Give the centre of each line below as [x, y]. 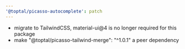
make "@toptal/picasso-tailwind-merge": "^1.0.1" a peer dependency [96, 40]
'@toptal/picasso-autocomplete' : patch [54, 11]
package [25, 34]
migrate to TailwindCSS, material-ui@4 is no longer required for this [95, 28]
